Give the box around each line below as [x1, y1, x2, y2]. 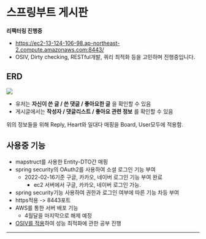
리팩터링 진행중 [6, 27, 43, 34]
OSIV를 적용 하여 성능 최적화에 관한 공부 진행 [15, 219, 121, 227]
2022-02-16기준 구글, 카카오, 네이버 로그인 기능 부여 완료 [24, 173, 163, 181]
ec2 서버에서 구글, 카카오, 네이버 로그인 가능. [33, 181, 141, 188]
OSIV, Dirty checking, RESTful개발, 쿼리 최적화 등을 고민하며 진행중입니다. [15, 53, 196, 60]
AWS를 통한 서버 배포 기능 [15, 204, 78, 211]
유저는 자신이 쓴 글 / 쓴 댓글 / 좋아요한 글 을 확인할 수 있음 [15, 100, 151, 108]
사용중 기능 [6, 141, 46, 151]
